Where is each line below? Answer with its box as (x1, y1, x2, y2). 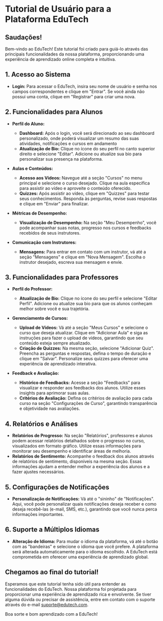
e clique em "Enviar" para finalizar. (19, 201, 89, 206)
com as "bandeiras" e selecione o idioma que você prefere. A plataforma (12, 544, 159, 549)
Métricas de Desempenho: (12, 210, 67, 216)
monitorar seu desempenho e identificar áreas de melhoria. (12, 448, 131, 454)
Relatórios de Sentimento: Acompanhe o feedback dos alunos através (12, 454, 154, 459)
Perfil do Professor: (12, 286, 53, 292)
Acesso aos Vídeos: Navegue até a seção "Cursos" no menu (19, 175, 143, 181)
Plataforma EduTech (5, 14, 89, 25)
